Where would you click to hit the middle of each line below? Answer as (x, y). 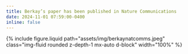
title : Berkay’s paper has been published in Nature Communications (91, 11)
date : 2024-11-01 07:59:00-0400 (45, 17)
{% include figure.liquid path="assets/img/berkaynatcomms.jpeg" (86, 39)
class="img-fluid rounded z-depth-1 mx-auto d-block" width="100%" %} (94, 45)
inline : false (23, 22)
